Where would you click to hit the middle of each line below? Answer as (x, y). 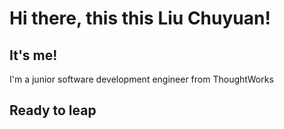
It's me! (33, 55)
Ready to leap (53, 110)
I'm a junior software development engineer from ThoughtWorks (141, 79)
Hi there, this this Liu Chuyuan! (140, 18)
